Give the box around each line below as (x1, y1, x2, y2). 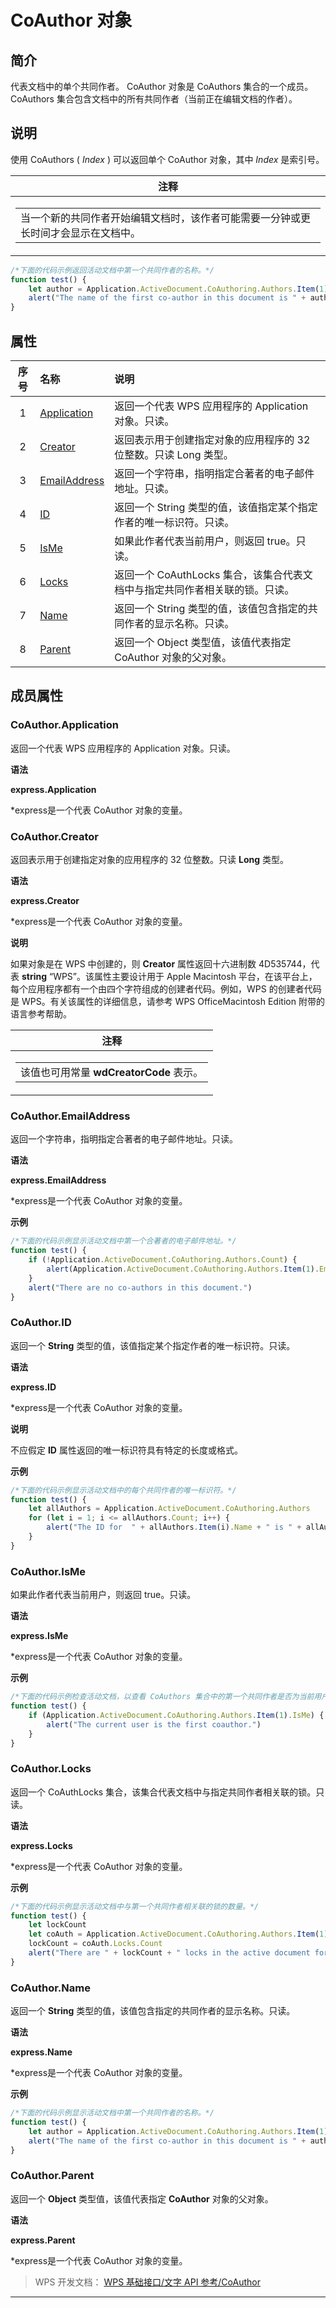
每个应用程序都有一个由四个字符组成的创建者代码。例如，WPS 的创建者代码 (10, 982, 322, 995)
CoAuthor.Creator (10, 829, 99, 843)
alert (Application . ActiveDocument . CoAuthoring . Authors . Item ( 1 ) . (46, 1264, 320, 1274)
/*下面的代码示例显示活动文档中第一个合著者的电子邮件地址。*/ (10, 1236, 237, 1246)
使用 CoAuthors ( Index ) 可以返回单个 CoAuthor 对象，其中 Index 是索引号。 (10, 153, 325, 165)
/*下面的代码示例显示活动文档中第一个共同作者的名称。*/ (10, 2108, 215, 2118)
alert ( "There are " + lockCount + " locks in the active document (28, 1948, 311, 1958)
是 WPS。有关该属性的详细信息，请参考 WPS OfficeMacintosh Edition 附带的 (10, 995, 325, 1007)
